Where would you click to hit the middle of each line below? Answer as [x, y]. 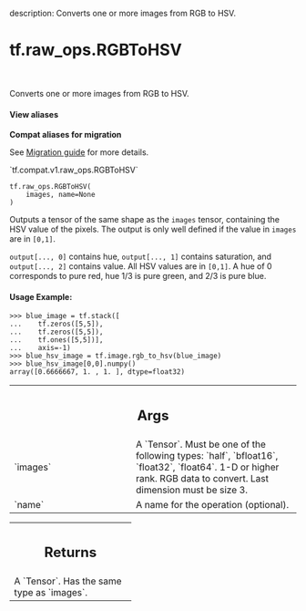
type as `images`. [51, 593]
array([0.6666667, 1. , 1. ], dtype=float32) [97, 372]
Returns [71, 553]
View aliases [34, 114]
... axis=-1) [40, 348]
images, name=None [61, 195]
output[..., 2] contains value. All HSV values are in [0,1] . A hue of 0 [141, 266]
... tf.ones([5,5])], [56, 340]
